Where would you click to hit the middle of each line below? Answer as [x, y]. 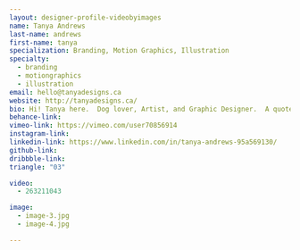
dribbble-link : [37, 158]
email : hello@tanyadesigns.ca [66, 92]
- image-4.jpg [43, 224]
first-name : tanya [43, 42]
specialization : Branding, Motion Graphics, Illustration [119, 51]
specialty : [29, 59]
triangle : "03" [37, 167]
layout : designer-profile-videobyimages [86, 17]
